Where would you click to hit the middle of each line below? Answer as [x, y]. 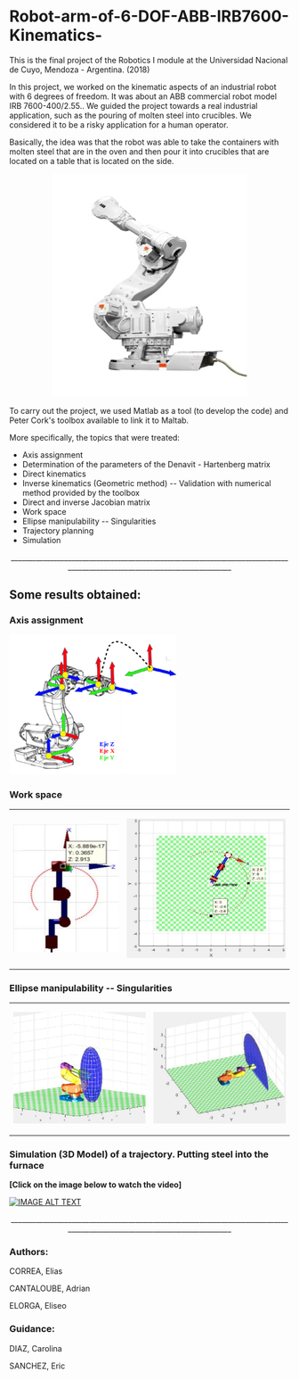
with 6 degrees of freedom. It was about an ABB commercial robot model [143, 96]
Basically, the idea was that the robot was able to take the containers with [144, 142]
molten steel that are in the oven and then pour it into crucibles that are [139, 151]
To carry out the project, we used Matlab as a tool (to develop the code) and [149, 410]
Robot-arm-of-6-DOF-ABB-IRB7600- [149, 17]
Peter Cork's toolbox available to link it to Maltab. [99, 420]
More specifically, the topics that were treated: [95, 437]
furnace [27, 1165]
